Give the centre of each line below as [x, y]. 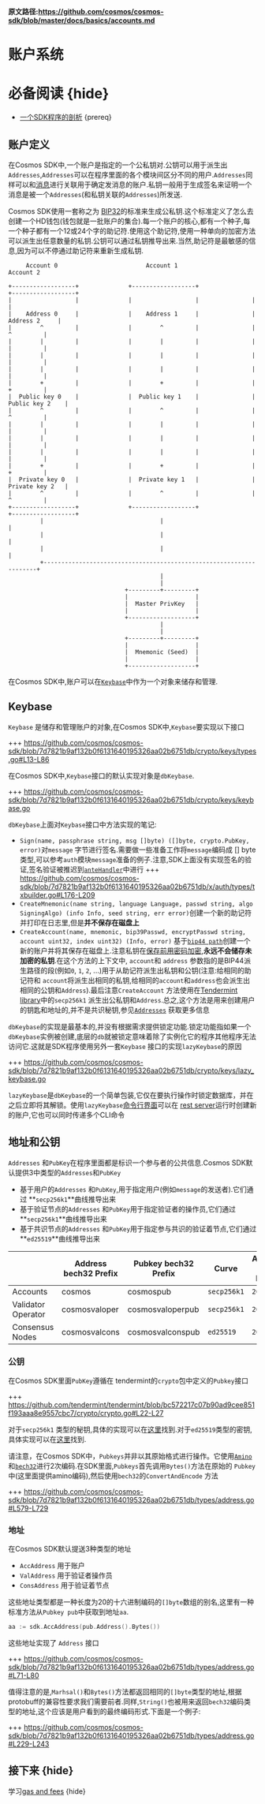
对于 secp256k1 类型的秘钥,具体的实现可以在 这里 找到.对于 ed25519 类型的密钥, [130, 1429]
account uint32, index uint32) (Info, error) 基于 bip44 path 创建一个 [135, 940]
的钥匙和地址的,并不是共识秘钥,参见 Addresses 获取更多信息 [115, 1010]
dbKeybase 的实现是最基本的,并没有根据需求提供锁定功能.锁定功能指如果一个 [130, 1026]
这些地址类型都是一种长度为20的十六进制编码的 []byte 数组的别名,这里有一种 [131, 1602]
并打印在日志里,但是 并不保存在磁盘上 [79, 922]
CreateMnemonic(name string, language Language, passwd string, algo [136, 904]
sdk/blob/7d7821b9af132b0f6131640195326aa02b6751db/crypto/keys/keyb [131, 800]
